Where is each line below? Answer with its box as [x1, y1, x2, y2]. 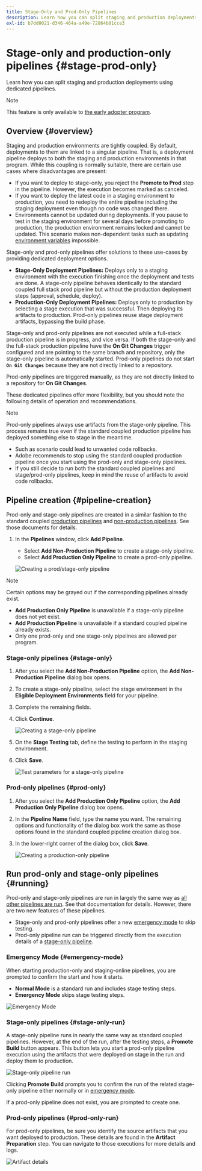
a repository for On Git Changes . [6, 380, 88, 387]
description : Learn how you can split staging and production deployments [6, 14, 198, 20]
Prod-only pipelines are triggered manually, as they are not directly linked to [6, 373, 194, 380]
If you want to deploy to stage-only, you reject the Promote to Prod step [14, 179, 194, 187]
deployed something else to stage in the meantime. [6, 434, 133, 441]
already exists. [14, 626, 51, 633]
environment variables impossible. [14, 237, 100, 244]
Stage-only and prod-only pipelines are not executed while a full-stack [6, 330, 182, 337]
